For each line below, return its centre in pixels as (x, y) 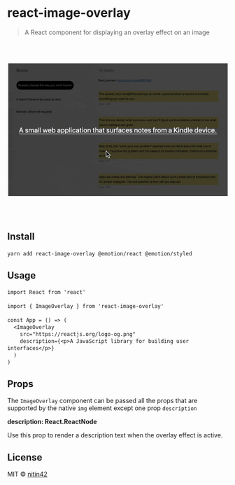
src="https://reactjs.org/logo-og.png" (78, 335)
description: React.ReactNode (52, 422)
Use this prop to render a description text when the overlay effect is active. (115, 435)
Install (21, 237)
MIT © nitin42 (27, 475)
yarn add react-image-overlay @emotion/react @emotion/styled (100, 253)
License (25, 457)
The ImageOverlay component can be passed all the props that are (102, 401)
